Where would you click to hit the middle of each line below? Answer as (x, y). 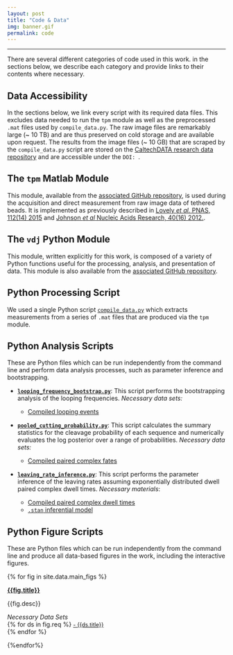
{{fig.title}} (24, 590)
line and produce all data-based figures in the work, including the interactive (116, 556)
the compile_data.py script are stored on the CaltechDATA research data (110, 149)
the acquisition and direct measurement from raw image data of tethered (111, 203)
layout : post (26, 14)
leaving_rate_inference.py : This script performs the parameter (108, 474)
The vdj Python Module (59, 239)
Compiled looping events (63, 412)
